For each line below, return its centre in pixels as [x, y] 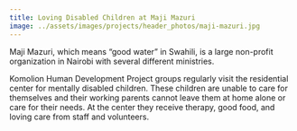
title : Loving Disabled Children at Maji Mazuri [102, 17]
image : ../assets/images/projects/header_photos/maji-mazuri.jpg [135, 26]
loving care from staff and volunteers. [79, 117]
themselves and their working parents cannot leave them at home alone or [148, 97]
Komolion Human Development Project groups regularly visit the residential [149, 78]
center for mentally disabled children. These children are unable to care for [149, 88]
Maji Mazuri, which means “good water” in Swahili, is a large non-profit [141, 51]
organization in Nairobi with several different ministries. [112, 61]
